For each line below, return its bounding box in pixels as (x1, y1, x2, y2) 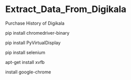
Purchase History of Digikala (5, 20, 65, 26)
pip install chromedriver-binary (5, 30, 70, 36)
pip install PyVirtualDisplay (5, 39, 61, 46)
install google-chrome (5, 69, 52, 75)
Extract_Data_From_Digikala (5, 4, 126, 15)
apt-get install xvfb (5, 59, 45, 65)
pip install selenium (5, 49, 46, 55)
